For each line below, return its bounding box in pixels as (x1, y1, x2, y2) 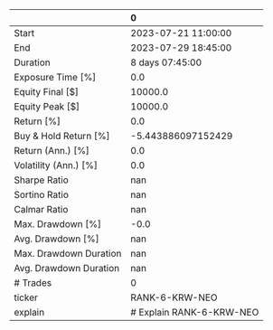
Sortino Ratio (14, 189, 70, 201)
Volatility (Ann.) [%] (14, 159, 98, 171)
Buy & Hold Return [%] (14, 130, 110, 142)
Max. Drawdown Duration (14, 248, 122, 259)
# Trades (14, 277, 52, 288)
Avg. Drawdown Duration (14, 262, 120, 274)
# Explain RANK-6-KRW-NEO (130, 306, 259, 318)
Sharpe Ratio (14, 174, 70, 186)
